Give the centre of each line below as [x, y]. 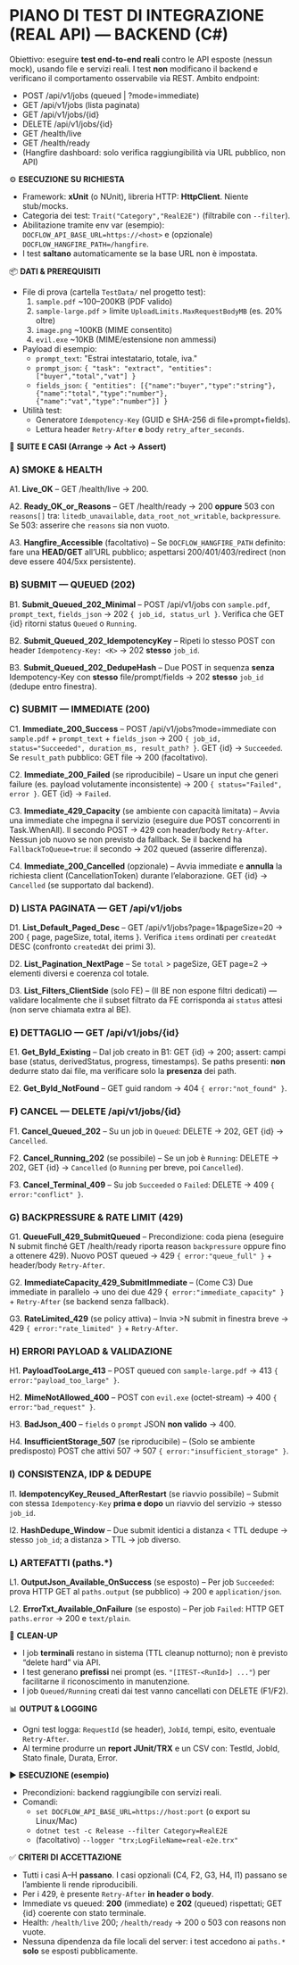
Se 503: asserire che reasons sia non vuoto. [89, 525]
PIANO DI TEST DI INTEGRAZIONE [137, 16]
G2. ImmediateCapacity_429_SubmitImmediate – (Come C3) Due [131, 1283]
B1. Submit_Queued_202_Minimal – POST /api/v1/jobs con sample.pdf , [140, 604]
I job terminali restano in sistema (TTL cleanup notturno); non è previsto [155, 1653]
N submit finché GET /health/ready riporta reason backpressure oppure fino [148, 1246]
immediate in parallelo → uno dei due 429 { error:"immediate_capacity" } [147, 1292]
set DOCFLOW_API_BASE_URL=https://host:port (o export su [143, 1811]
